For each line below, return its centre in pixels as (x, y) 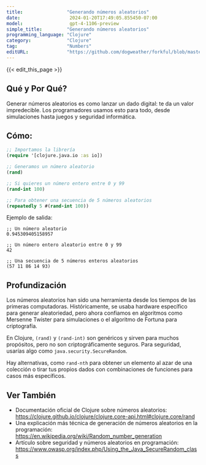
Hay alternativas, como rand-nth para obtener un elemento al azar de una (99, 363)
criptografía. (22, 326)
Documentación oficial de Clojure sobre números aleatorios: (91, 410)
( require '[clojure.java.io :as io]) (55, 156)
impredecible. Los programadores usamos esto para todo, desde (88, 110)
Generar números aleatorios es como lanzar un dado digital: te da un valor (100, 103)
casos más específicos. (36, 376)
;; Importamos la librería (41, 150)
